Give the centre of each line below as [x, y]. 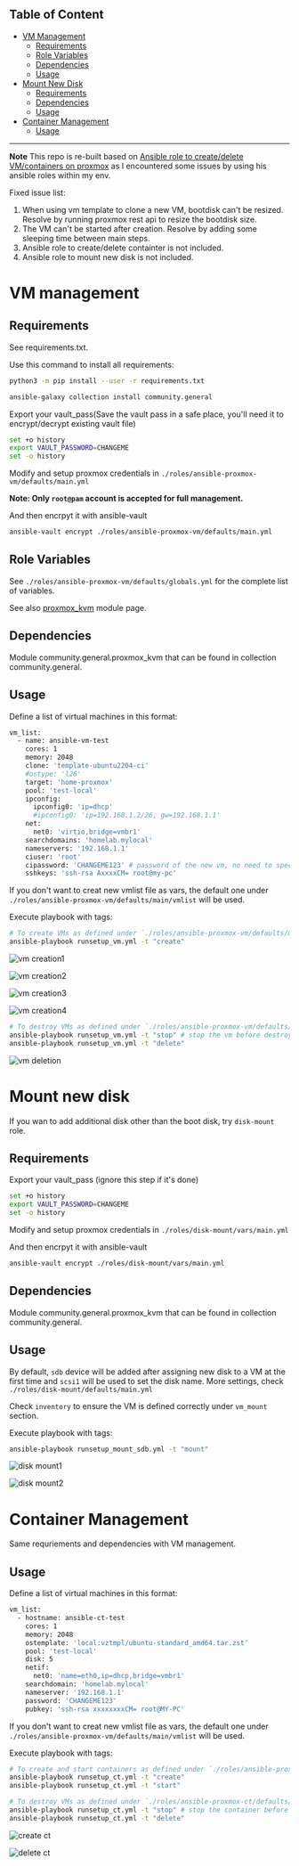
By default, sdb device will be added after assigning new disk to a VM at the [148, 1372]
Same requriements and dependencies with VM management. [123, 1544]
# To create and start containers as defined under [107, 1769]
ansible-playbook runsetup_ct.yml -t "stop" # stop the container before [149, 1810]
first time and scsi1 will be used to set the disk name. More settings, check [146, 1381]
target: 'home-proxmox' [69, 782]
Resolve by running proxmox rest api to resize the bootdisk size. [139, 219]
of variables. [32, 591]
